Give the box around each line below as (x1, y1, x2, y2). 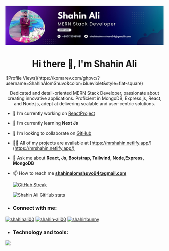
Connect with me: (12, 204, 57, 211)
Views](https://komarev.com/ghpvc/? (22, 75, 100, 81)
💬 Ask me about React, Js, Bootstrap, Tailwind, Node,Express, (12, 155, 144, 161)
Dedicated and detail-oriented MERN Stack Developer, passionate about (10, 90, 159, 96)
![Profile (5, 75, 22, 81)
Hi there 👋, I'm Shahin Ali (32, 58, 137, 70)
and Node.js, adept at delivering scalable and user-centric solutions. (14, 100, 155, 106)
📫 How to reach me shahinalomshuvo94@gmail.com (12, 170, 127, 176)
